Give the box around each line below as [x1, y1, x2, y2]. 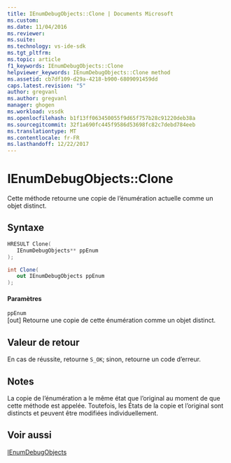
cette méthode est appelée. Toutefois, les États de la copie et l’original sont [7, 401, 224, 410]
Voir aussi [7, 429, 52, 441]
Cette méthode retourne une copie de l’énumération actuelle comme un [7, 194, 213, 203]
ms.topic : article [7, 56, 61, 63]
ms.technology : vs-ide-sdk [7, 43, 86, 50]
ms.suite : [7, 36, 36, 43]
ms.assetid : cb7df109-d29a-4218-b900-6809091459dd [7, 75, 158, 83]
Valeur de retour [7, 336, 80, 348]
